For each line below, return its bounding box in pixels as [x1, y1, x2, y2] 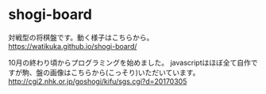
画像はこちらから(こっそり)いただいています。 [49, 67, 200, 77]
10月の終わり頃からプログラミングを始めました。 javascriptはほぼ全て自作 [8, 58, 252, 67]
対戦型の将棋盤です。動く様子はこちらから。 [8, 32, 154, 42]
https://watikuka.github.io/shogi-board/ [8, 41, 137, 51]
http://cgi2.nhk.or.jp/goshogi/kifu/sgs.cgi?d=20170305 [8, 77, 187, 86]
